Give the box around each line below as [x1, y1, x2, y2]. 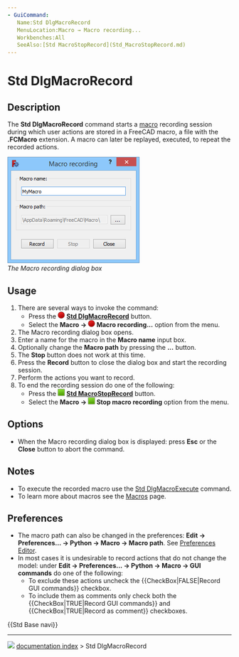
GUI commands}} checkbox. [28, 584, 112, 593]
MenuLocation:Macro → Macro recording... [16, 26, 142, 33]
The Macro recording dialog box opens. [17, 328, 134, 336]
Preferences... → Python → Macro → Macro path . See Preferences [17, 539, 216, 547]
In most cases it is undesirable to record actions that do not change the [17, 554, 227, 562]
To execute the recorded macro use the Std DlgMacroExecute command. [17, 484, 232, 493]
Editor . [17, 546, 37, 555]
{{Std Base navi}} [7, 621, 58, 629]
